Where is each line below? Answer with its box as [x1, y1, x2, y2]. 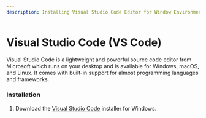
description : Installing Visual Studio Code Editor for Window [6, 9, 172, 15]
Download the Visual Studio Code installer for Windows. [15, 104, 157, 112]
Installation [6, 90, 41, 99]
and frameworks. [6, 75, 50, 83]
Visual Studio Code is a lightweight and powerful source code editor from [6, 56, 192, 63]
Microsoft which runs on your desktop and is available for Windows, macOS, [6, 62, 199, 69]
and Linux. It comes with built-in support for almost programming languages [6, 69, 199, 76]
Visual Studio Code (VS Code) [6, 35, 162, 49]
